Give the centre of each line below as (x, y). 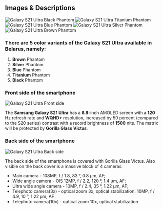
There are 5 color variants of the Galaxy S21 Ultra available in (79, 42)
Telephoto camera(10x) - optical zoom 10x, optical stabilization (75, 201)
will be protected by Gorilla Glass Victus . (47, 128)
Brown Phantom (28, 59)
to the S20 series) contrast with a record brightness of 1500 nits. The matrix (81, 123)
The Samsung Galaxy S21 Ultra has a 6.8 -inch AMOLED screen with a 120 (80, 113)
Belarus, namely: (26, 49)
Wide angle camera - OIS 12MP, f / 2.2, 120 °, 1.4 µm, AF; (69, 181)
